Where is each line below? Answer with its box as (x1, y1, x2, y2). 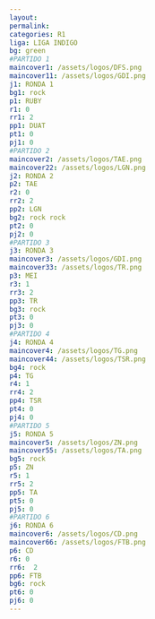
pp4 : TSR (9, 396, 42, 406)
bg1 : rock (9, 88, 47, 97)
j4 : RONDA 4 (9, 338, 54, 347)
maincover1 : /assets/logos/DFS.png (9, 64, 142, 73)
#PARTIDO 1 (9, 55, 50, 64)
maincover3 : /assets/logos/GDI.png (9, 254, 142, 264)
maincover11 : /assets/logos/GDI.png (9, 72, 146, 81)
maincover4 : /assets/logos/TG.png (9, 346, 139, 355)
